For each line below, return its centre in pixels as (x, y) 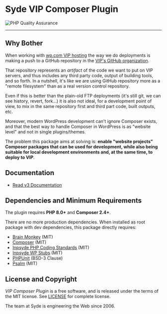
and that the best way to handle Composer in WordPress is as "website (78, 126)
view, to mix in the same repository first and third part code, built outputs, (80, 106)
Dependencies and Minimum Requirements (74, 200)
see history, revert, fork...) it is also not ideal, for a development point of (79, 101)
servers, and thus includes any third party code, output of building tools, (79, 75)
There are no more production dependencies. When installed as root (75, 222)
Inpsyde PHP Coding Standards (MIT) (51, 248)
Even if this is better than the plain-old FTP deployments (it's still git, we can (83, 96)
